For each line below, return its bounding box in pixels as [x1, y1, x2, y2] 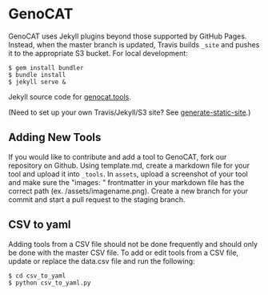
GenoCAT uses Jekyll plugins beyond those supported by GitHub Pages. [8, 31, 247, 41]
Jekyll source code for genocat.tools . [8, 91, 132, 101]
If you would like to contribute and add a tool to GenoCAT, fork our [8, 152, 227, 161]
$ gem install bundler [8, 63, 84, 72]
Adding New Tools [8, 131, 102, 144]
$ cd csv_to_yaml [8, 272, 66, 280]
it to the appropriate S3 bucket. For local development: [8, 48, 188, 58]
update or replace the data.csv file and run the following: [8, 256, 195, 265]
